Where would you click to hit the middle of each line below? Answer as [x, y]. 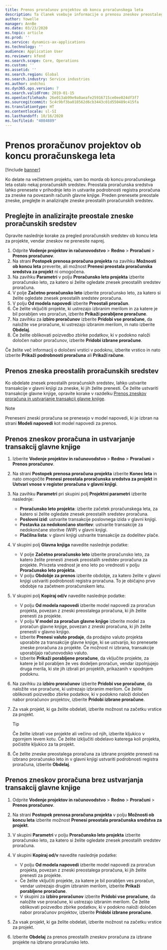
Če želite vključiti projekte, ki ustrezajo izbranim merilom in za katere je [85, 309]
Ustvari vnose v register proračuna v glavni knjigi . [65, 484]
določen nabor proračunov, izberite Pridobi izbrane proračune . [77, 341]
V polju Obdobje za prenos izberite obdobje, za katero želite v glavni [90, 575]
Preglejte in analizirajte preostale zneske [69, 216]
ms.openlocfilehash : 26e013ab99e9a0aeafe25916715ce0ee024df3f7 [72, 97]
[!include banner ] [23, 170]
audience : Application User [34, 51]
